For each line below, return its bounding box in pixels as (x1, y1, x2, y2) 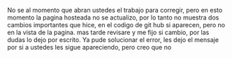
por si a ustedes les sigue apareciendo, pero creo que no (7, 43, 172, 51)
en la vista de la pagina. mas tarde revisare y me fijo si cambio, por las (7, 28, 210, 36)
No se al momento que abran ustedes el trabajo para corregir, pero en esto (7, 6, 223, 14)
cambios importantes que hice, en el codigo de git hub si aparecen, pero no (7, 21, 226, 29)
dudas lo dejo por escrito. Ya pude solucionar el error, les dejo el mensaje (7, 36, 219, 44)
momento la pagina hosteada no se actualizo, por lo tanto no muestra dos (7, 13, 219, 22)
